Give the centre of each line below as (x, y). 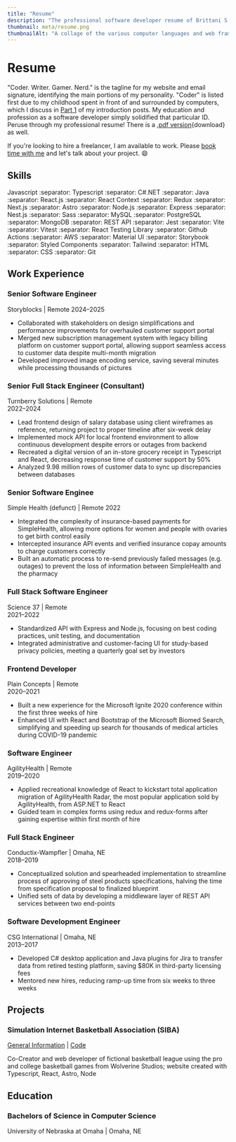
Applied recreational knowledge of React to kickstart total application (117, 790)
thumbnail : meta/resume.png (48, 27)
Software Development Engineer (64, 922)
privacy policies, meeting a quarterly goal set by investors (101, 651)
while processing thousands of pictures (74, 367)
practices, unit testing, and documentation (79, 635)
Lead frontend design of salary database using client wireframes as (115, 422)
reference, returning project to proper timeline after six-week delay (114, 430)
